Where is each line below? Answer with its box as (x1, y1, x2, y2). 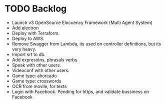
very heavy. (11, 46, 36, 52)
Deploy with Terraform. (11, 30, 60, 36)
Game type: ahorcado (11, 72, 57, 78)
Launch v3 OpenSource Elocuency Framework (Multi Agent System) (11, 19, 153, 25)
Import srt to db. (11, 51, 46, 57)
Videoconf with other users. (11, 67, 69, 73)
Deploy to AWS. (11, 35, 44, 41)
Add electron (11, 24, 39, 30)
